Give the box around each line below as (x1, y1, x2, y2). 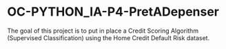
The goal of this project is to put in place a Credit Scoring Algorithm (7, 27, 198, 35)
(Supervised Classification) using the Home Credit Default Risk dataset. (7, 33, 210, 42)
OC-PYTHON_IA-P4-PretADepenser (7, 4, 219, 20)
